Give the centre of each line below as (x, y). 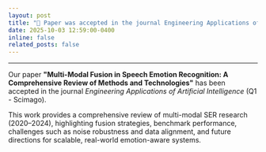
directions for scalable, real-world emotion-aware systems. (105, 140)
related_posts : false (44, 45)
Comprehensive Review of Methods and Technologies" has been (117, 83)
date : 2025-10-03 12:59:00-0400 (61, 30)
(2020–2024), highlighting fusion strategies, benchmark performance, (123, 124)
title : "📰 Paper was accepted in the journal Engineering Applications (129, 23)
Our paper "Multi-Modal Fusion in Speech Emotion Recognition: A (118, 75)
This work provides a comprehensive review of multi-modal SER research (128, 115)
